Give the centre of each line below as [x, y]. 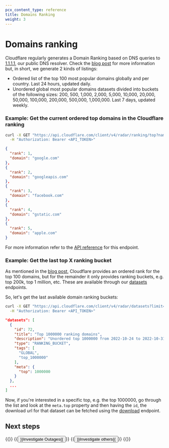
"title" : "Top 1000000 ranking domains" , [58, 334]
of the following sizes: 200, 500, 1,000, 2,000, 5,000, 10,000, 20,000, [84, 95]
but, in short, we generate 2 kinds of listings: [51, 69]
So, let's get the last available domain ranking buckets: [62, 297]
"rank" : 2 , [21, 172]
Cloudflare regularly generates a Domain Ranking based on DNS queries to [83, 58]
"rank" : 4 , [21, 209]
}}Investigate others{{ [96, 439]
